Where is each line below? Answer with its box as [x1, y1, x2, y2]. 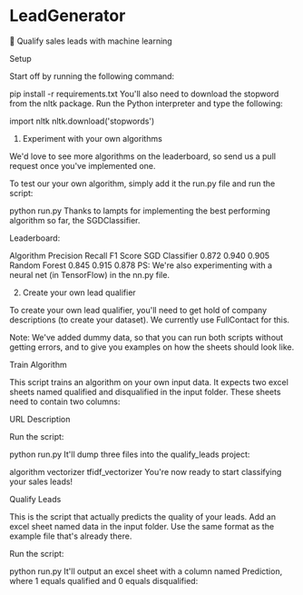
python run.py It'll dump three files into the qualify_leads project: [9, 449, 250, 460]
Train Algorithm [9, 359, 67, 370]
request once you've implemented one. [9, 160, 156, 171]
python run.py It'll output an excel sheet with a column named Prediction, [9, 565, 283, 577]
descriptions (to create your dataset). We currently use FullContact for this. [9, 314, 290, 325]
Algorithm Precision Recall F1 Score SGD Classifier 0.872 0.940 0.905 [9, 250, 270, 261]
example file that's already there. [9, 531, 132, 541]
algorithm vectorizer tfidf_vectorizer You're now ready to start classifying [9, 466, 282, 477]
